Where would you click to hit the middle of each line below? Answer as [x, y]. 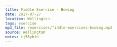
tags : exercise [21, 23]
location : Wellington [28, 19]
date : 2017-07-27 [23, 14]
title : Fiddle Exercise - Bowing [40, 10]
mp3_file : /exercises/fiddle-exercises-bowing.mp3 [59, 28]
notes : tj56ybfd [22, 37]
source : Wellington [25, 32]
